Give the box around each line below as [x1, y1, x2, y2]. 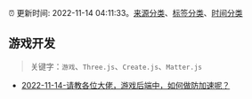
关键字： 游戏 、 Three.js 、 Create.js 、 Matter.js [29, 61, 202, 72]
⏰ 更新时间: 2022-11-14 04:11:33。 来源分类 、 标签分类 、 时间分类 [8, 8, 243, 18]
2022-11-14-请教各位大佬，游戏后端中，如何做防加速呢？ [20, 80, 231, 90]
